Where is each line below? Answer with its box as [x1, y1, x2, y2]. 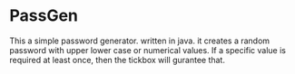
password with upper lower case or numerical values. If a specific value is [9, 44, 286, 55]
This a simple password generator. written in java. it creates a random [9, 35, 270, 46]
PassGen [9, 5, 79, 26]
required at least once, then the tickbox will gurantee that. [9, 54, 225, 65]
